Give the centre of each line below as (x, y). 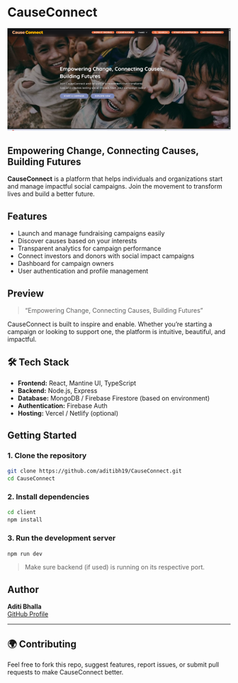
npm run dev (25, 554)
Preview (26, 293)
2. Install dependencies (49, 497)
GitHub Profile (28, 614)
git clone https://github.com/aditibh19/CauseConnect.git (95, 471)
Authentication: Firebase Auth (62, 406)
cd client (22, 512)
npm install (25, 520)
